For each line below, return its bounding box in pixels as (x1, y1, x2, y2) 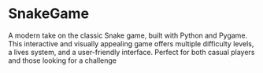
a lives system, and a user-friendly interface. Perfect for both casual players (8, 47, 255, 57)
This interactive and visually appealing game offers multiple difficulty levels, (8, 38, 254, 48)
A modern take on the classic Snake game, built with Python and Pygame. (8, 31, 248, 40)
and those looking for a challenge (8, 56, 117, 65)
